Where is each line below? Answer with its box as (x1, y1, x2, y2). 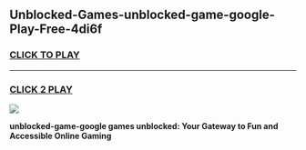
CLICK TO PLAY (9, 49, 80, 62)
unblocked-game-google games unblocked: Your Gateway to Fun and (9, 120, 279, 131)
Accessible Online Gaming (9, 130, 112, 141)
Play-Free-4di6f (9, 22, 103, 37)
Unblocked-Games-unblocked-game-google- (9, 7, 275, 23)
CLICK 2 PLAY (9, 83, 73, 95)
